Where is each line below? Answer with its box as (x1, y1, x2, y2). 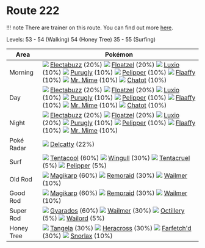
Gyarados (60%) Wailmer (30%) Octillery (49, 206, 185, 214)
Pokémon (104, 50, 133, 59)
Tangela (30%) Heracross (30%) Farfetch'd (49, 224, 192, 232)
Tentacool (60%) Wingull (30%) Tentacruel (49, 153, 190, 162)
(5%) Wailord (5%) (42, 214, 105, 222)
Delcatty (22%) (49, 140, 95, 148)
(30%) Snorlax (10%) (42, 232, 113, 240)
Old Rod (9, 175, 32, 183)
